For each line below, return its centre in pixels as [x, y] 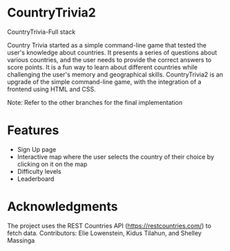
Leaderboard [36, 179]
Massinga [21, 240]
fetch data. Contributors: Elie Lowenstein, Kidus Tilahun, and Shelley [104, 233]
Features [33, 131]
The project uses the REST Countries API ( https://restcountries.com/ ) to [109, 225]
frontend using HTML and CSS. [51, 89]
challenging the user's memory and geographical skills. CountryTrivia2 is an [115, 74]
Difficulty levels [39, 171]
